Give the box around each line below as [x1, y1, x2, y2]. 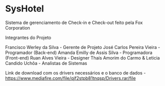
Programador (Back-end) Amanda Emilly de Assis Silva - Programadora [5, 49, 153, 55]
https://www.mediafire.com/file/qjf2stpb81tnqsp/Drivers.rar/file [5, 75, 136, 81]
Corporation [5, 24, 30, 30]
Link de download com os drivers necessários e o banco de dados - [5, 69, 146, 75]
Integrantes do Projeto [5, 34, 52, 40]
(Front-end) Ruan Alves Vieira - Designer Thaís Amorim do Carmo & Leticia [5, 54, 160, 60]
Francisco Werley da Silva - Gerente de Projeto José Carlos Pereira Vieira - [5, 44, 160, 50]
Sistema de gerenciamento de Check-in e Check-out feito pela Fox [5, 19, 143, 25]
